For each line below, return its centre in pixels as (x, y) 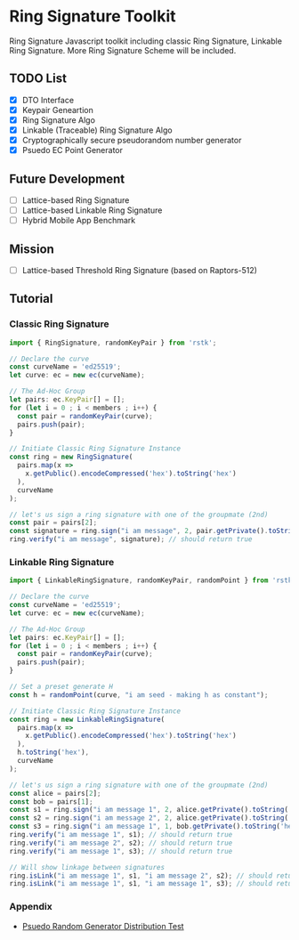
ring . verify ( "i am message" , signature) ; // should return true (131, 539)
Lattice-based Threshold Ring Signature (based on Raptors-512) (140, 270)
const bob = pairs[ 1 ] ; (51, 802)
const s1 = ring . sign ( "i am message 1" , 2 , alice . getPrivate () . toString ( (149, 810)
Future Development (67, 178)
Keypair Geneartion (57, 109)
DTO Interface (48, 100)
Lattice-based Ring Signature (76, 200)
